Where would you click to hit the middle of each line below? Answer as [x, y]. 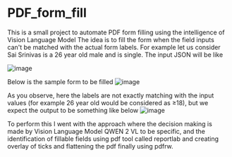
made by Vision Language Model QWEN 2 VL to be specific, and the [106, 131]
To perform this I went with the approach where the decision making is [110, 123]
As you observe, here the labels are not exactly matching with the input [111, 95]
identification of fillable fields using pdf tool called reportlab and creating [113, 139]
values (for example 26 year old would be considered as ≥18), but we [108, 102]
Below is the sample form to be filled [60, 81]
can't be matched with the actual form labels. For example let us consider [114, 47]
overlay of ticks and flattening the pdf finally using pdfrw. [91, 146]
